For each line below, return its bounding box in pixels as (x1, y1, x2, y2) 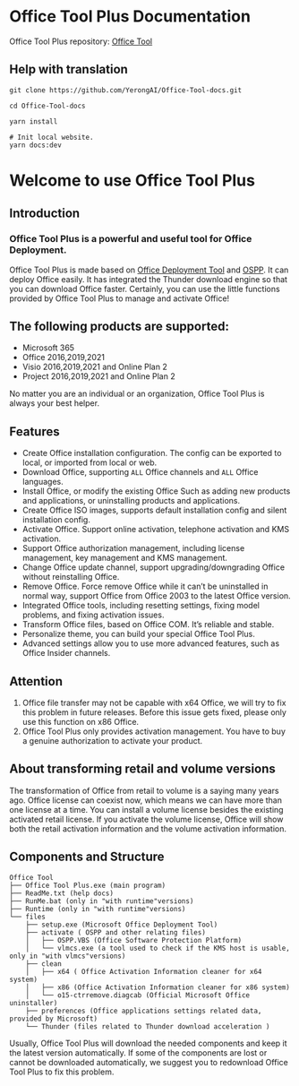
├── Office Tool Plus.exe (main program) (9, 881, 167, 890)
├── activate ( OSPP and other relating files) (25, 927, 206, 937)
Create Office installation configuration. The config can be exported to (21, 448, 282, 459)
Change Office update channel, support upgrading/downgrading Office (21, 562, 285, 573)
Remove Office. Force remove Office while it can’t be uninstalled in (21, 581, 269, 592)
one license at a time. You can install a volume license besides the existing (9, 804, 284, 814)
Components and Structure (9, 849, 165, 865)
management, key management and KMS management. (21, 553, 228, 564)
